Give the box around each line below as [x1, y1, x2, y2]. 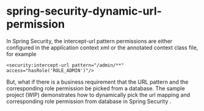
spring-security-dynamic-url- [6, 4, 162, 18]
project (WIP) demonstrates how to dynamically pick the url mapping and [6, 91, 191, 98]
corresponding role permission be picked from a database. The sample [6, 84, 185, 92]
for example [6, 50, 37, 57]
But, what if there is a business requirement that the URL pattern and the [6, 78, 189, 85]
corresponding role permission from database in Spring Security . [6, 98, 172, 105]
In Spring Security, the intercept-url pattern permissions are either [6, 37, 173, 45]
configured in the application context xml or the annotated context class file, [6, 44, 199, 51]
